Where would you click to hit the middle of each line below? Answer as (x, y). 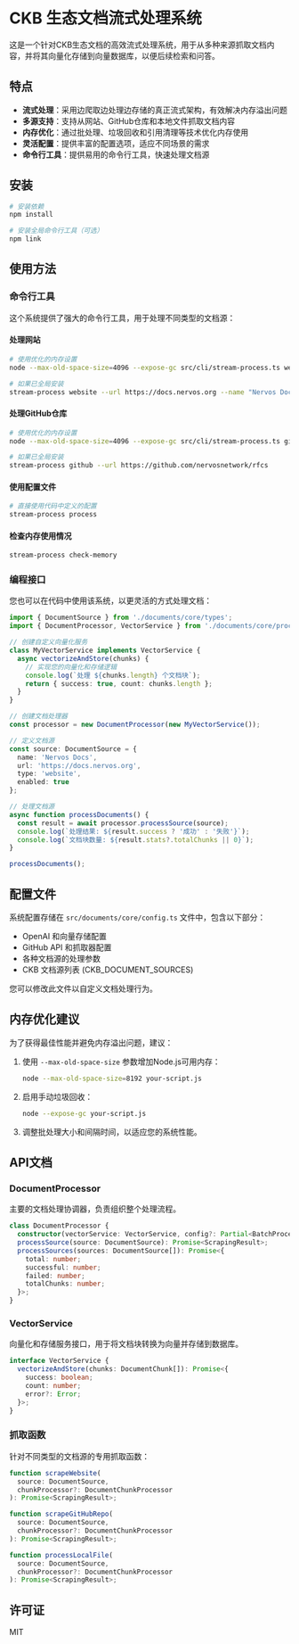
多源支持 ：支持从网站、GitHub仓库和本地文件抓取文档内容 (129, 120)
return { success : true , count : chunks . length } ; (119, 683)
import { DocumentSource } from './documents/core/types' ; (121, 618)
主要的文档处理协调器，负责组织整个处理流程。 (95, 1209)
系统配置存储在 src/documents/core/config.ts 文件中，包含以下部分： (137, 917)
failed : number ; (56, 1276)
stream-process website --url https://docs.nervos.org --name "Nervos (143, 392)
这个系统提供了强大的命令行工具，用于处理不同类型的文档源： (122, 318)
